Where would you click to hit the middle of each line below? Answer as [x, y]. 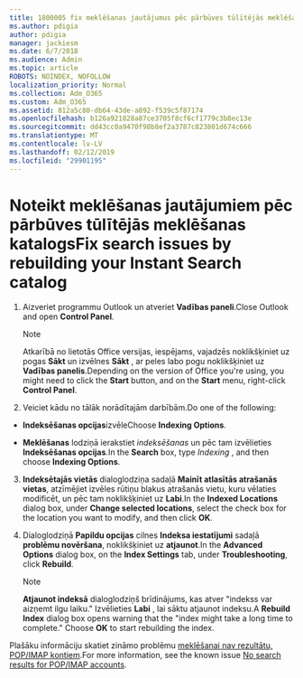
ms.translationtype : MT [54, 136]
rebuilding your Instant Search [125, 263]
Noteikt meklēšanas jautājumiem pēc [151, 205]
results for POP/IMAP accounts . [68, 664]
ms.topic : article [44, 69]
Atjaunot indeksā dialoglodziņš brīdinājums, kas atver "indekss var [147, 599]
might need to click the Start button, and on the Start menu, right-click [154, 381]
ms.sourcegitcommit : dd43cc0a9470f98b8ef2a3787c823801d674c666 [131, 127]
